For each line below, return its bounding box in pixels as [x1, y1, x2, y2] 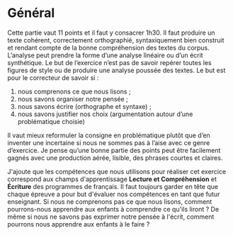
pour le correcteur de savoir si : [7, 73, 99, 82]
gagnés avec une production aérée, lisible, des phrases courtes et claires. [7, 154, 223, 162]
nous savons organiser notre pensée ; [17, 94, 129, 103]
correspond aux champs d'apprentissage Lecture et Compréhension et [7, 175, 217, 183]
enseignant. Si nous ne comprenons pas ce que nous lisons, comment [7, 197, 212, 206]
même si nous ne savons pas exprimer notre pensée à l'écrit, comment [7, 212, 215, 221]
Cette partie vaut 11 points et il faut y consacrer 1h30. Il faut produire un [7, 28, 215, 37]
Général [7, 5, 55, 21]
